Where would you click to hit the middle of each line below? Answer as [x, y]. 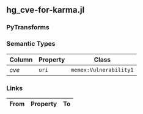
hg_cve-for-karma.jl [46, 10]
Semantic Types [31, 44]
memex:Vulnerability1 [102, 70]
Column [21, 59]
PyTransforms [28, 27]
